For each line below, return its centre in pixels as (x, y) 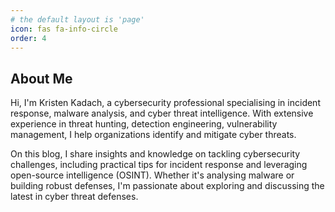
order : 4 (28, 38)
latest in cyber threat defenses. (74, 197)
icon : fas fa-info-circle (64, 29)
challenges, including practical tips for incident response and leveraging (159, 165)
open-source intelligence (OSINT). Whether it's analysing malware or (152, 175)
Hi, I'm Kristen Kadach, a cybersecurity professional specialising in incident (165, 103)
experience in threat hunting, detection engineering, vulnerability (144, 124)
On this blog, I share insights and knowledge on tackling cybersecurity (155, 154)
